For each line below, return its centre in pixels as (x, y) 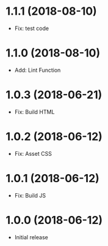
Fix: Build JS (30, 195)
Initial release (31, 237)
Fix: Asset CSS (33, 153)
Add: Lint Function (38, 70)
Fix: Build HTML (34, 112)
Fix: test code (32, 28)
